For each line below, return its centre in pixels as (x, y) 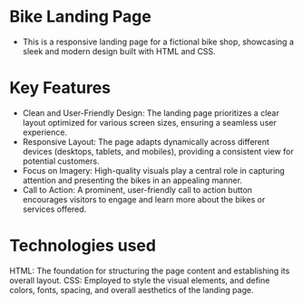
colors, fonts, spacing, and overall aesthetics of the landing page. (132, 290)
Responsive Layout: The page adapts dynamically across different (146, 141)
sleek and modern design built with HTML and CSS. (119, 51)
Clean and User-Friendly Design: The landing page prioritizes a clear (151, 113)
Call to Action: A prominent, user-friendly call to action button (137, 190)
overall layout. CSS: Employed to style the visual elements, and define (140, 280)
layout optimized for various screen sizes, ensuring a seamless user (149, 122)
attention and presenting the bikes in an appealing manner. (132, 180)
